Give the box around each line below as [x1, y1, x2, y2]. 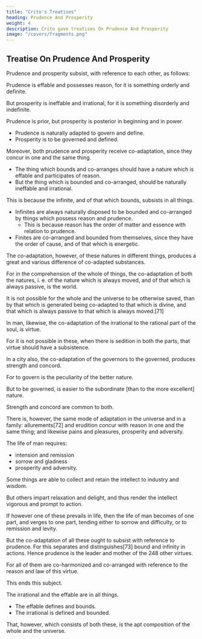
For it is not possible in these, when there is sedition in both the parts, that [6, 337, 191, 344]
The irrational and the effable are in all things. [6, 591, 119, 598]
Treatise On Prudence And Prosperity [6, 54, 150, 64]
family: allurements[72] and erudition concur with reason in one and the [6, 421, 184, 429]
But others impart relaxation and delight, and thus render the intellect [6, 493, 178, 501]
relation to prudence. [24, 227, 77, 234]
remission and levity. [6, 525, 57, 532]
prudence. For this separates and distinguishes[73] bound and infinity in [6, 543, 186, 550]
